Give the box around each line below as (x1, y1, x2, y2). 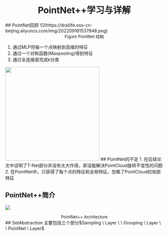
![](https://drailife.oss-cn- (40, 22, 93, 28)
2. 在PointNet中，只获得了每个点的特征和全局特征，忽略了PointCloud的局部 (5, 168, 161, 174)
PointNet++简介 (5, 191, 56, 199)
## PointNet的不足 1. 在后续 (100, 156, 157, 162)
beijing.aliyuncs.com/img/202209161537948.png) (5, 28, 108, 34)
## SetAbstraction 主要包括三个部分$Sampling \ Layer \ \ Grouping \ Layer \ (5, 219, 161, 225)
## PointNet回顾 (5, 22, 39, 28)
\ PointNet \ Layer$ (5, 225, 45, 231)
